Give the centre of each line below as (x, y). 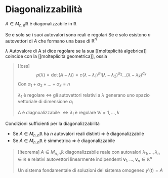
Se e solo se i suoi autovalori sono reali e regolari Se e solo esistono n (78, 34)
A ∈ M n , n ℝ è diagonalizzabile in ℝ (41, 24)
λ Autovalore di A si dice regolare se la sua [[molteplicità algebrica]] (76, 51)
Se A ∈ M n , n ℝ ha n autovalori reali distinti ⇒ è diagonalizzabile (78, 134)
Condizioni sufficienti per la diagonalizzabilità (53, 124)
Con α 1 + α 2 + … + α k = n (44, 84)
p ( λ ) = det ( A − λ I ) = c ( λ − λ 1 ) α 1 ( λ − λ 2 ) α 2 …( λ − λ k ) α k (91, 75)
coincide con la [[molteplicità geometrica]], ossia (56, 56)
